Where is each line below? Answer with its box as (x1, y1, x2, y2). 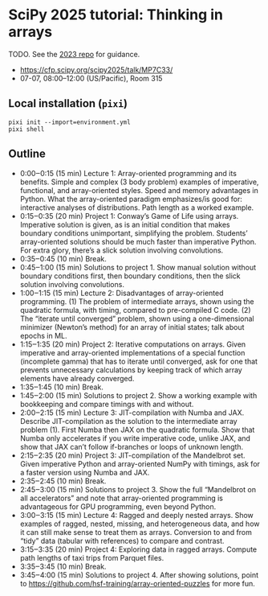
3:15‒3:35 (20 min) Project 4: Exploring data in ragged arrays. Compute (19, 545, 258, 554)
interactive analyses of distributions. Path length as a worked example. (19, 203, 254, 212)
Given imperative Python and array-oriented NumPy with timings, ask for (19, 458, 261, 468)
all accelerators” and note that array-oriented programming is (19, 493, 223, 503)
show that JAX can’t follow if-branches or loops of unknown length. (19, 442, 244, 451)
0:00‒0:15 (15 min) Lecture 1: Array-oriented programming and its (19, 168, 237, 178)
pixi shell (8, 125, 45, 134)
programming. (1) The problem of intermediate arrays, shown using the (19, 296, 254, 306)
